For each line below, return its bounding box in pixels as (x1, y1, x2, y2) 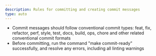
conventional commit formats (12, 35, 71, 41)
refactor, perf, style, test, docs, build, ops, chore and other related (12, 30, 144, 36)
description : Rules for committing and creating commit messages (5, 7, 140, 12)
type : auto (5, 12, 27, 16)
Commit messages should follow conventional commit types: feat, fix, (12, 25, 152, 30)
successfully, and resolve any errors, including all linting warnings (12, 45, 144, 51)
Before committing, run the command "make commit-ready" (12, 40, 133, 46)
